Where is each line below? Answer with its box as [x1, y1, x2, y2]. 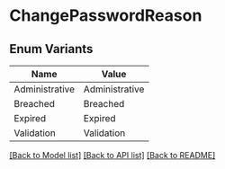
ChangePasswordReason [9, 5, 202, 26]
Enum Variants [9, 41, 94, 57]
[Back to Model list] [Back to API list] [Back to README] [9, 150, 216, 160]
